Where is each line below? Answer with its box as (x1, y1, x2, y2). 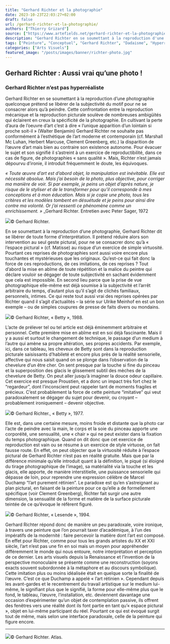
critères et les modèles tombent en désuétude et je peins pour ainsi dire (5, 197, 155, 203)
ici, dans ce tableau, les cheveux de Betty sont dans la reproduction (5, 346, 147, 352)
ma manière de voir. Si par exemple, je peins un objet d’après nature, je (5, 181, 154, 187)
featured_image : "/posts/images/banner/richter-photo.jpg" (5, 50, 133, 55)
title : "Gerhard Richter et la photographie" (5, 7, 103, 13)
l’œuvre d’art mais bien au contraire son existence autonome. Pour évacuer (5, 144, 162, 150)
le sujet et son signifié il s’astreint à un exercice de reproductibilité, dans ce (5, 149, 162, 156)
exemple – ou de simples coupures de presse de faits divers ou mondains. (5, 304, 160, 310)
